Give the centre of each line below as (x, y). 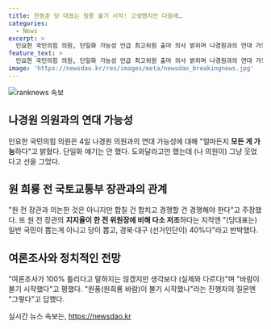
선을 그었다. (42, 161)
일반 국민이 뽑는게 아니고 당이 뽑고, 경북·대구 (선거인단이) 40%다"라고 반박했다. (133, 230)
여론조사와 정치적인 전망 (65, 258)
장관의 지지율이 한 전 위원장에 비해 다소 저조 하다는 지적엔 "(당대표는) (151, 220)
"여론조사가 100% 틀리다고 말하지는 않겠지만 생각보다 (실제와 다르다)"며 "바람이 (134, 279)
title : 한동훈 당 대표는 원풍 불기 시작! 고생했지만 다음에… (96, 16)
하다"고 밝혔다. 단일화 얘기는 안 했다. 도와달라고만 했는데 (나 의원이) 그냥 (129, 151)
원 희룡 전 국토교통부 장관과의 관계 (88, 189)
